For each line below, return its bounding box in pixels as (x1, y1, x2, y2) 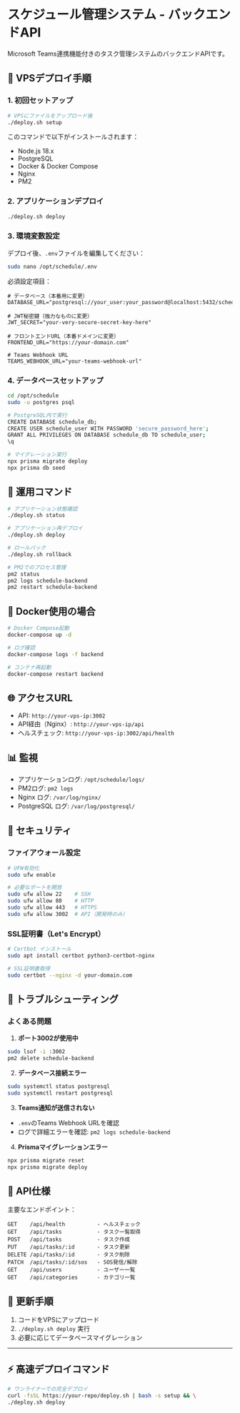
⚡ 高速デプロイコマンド (7, 1363, 110, 1375)
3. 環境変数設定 (7, 231, 61, 241)
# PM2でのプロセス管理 (7, 563, 66, 571)
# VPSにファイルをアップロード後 (7, 112, 93, 119)
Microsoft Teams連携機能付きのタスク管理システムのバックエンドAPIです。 (7, 49, 229, 58)
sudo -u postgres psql (7, 398, 75, 406)
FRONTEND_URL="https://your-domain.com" (7, 338, 130, 346)
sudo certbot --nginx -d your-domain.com (7, 972, 133, 979)
